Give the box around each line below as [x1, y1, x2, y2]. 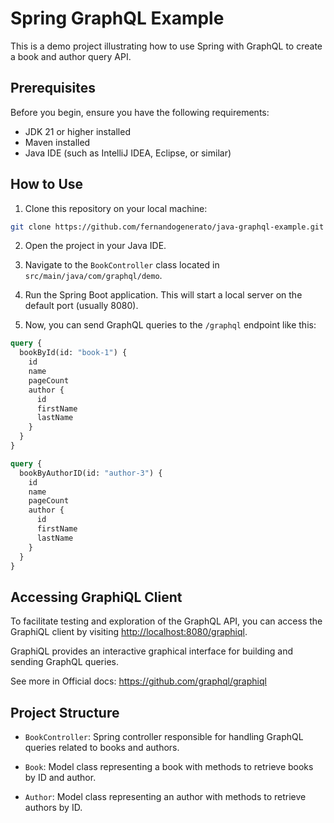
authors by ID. [24, 802, 83, 814]
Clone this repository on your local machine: [24, 202, 208, 214]
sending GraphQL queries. [10, 656, 119, 668]
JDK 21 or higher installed [24, 125, 131, 137]
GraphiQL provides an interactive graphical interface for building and [10, 645, 293, 657]
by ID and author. [24, 772, 97, 784]
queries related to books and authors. [24, 742, 180, 754]
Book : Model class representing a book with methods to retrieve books [24, 761, 314, 773]
